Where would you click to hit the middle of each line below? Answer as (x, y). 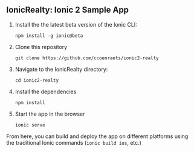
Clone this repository (41, 47)
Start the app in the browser (50, 114)
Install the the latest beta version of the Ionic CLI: (76, 24)
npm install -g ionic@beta (49, 36)
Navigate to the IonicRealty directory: (61, 69)
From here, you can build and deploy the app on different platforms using (97, 136)
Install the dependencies (46, 91)
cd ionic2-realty (37, 80)
